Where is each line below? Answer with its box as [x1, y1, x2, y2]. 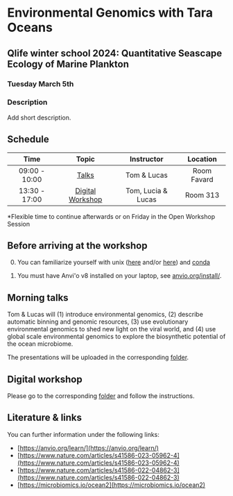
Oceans [7, 19, 53, 35]
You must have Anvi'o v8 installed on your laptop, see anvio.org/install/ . [17, 272, 222, 280]
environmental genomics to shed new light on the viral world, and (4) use [7, 325, 216, 333]
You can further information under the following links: [7, 430, 159, 438]
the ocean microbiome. [7, 340, 74, 348]
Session [7, 220, 30, 228]
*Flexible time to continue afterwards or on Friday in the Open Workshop [7, 212, 216, 220]
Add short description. [7, 113, 71, 122]
